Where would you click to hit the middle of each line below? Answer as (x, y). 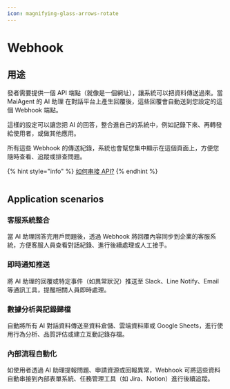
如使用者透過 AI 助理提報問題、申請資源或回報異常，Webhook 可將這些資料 (114, 370)
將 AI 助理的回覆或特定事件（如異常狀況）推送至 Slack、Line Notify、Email (113, 281)
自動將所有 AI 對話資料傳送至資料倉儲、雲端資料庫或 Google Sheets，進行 (112, 326)
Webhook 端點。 (38, 110)
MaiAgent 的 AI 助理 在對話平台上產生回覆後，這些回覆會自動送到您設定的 (112, 101)
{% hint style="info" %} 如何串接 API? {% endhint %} (83, 171)
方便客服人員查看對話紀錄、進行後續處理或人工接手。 (95, 245)
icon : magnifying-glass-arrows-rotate (63, 13)
